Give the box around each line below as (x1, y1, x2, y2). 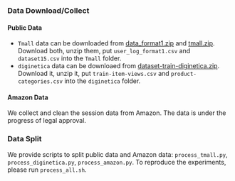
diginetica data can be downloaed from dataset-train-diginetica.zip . (17, 62, 219, 70)
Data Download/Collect (7, 6, 90, 16)
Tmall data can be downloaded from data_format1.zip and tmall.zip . (17, 39, 215, 48)
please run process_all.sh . (7, 165, 87, 174)
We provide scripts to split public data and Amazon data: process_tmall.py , (7, 150, 228, 158)
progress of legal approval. (7, 116, 87, 125)
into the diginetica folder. (63, 77, 141, 85)
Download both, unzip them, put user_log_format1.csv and (17, 47, 191, 55)
